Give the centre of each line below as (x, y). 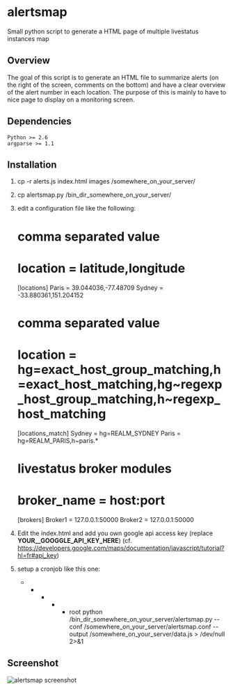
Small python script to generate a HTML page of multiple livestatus (103, 31)
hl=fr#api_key (37, 555)
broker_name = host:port (91, 501)
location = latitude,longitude (101, 268)
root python (86, 612)
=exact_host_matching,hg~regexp (120, 384)
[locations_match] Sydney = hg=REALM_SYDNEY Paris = (99, 433)
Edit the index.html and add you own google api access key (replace (115, 533)
